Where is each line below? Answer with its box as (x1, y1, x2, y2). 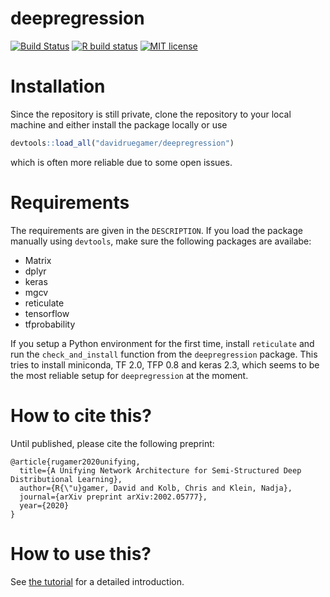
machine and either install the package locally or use (10, 118, 228, 131)
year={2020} (19, 500, 70, 511)
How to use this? (10, 542, 152, 565)
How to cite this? (10, 404, 152, 427)
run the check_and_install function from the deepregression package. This (10, 348, 318, 360)
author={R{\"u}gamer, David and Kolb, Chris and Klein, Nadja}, (19, 483, 293, 493)
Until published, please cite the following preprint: (10, 437, 215, 449)
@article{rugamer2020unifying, (10, 457, 141, 467)
